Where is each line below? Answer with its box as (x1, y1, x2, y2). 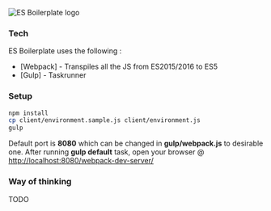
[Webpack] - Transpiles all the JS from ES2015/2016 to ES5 (19, 61, 218, 72)
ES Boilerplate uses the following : (8, 46, 122, 56)
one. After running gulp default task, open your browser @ (8, 147, 205, 157)
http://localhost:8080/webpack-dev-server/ (8, 156, 154, 166)
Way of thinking (8, 176, 72, 188)
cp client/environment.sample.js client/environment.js (8, 116, 201, 124)
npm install (8, 109, 49, 117)
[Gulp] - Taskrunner (19, 70, 87, 80)
